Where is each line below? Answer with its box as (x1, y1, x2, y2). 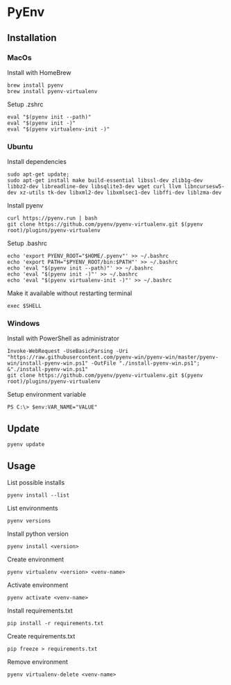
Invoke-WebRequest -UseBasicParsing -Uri (7, 348, 129, 355)
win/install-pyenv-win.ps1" (7, 360, 89, 367)
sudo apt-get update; (7, 171, 70, 178)
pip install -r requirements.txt (7, 620, 104, 627)
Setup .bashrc (7, 239, 47, 247)
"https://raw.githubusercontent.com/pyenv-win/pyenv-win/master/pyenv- (7, 354, 219, 361)
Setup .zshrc (7, 100, 44, 108)
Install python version (7, 529, 69, 538)
